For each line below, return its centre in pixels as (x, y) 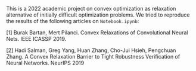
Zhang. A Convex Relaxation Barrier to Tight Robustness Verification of (93, 57)
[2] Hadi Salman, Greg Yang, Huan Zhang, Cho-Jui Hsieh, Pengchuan (91, 50)
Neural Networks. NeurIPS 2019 (45, 63)
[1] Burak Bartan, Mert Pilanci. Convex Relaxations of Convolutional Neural (97, 33)
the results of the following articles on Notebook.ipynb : (73, 21)
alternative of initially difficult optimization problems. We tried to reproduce (98, 15)
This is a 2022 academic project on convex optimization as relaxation (91, 9)
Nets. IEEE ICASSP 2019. (36, 39)
